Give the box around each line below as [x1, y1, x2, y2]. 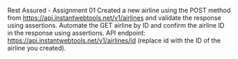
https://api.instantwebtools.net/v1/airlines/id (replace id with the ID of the [7, 36, 222, 45]
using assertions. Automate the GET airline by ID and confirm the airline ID [7, 21, 225, 29]
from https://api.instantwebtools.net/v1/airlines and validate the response [7, 14, 222, 22]
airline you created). [7, 44, 66, 52]
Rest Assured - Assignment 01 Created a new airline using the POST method [7, 6, 231, 14]
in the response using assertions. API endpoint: [7, 28, 146, 37]
